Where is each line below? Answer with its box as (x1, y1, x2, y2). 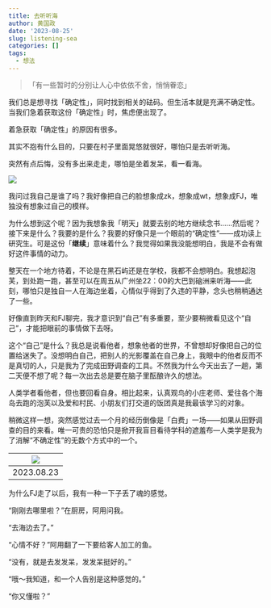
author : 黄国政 (8, 19, 56, 27)
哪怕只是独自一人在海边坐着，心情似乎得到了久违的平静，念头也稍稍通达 (22, 286, 263, 296)
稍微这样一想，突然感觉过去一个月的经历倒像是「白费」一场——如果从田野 (8, 415, 256, 425)
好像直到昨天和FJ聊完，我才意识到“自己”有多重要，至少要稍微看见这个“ (8, 312, 244, 323)
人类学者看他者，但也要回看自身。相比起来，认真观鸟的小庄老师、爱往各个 (8, 388, 256, 397)
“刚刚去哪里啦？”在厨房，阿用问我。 (8, 505, 128, 515)
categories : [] (8, 42, 60, 50)
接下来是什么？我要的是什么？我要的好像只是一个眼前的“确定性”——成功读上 (8, 228, 262, 238)
